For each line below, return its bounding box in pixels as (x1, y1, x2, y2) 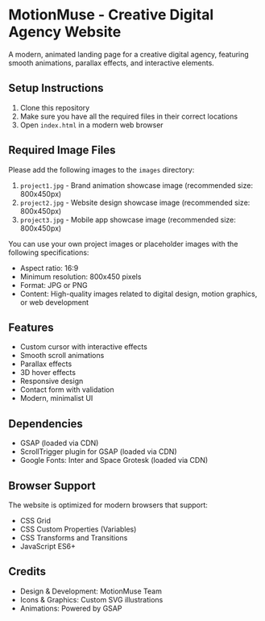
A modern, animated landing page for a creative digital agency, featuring (8, 49, 250, 59)
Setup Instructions (8, 81, 104, 95)
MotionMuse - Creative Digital (8, 6, 214, 24)
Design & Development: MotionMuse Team (19, 586, 163, 596)
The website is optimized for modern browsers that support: (8, 500, 208, 510)
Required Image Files (8, 144, 116, 157)
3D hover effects (19, 368, 77, 377)
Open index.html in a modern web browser (19, 119, 164, 130)
